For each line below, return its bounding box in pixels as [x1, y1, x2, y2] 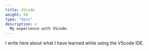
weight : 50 [5, 12, 28, 17]
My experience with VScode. [10, 26, 69, 31]
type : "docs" [5, 17, 33, 22]
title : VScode [5, 7, 35, 13]
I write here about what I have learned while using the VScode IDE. [5, 40, 144, 46]
